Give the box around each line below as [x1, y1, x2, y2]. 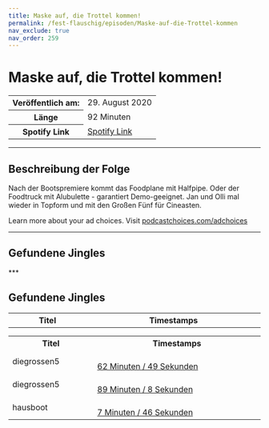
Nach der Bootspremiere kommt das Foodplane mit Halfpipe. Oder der [8, 183, 240, 193]
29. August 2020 [87, 97, 152, 108]
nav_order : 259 [8, 34, 59, 42]
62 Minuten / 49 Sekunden [97, 361, 199, 372]
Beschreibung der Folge [8, 162, 130, 176]
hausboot [12, 402, 48, 413]
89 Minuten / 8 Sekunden [97, 383, 194, 394]
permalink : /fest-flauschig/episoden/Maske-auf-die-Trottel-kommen [8, 19, 239, 27]
